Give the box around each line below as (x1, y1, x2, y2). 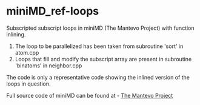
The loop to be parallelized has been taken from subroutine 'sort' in (15, 42, 184, 50)
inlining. (6, 30, 26, 38)
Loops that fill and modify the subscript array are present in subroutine (15, 55, 192, 63)
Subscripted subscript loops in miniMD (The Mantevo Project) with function (6, 24, 195, 32)
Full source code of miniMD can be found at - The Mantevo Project (6, 92, 173, 99)
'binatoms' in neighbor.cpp (15, 62, 82, 69)
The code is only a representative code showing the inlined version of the (6, 73, 190, 81)
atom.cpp (15, 49, 39, 56)
